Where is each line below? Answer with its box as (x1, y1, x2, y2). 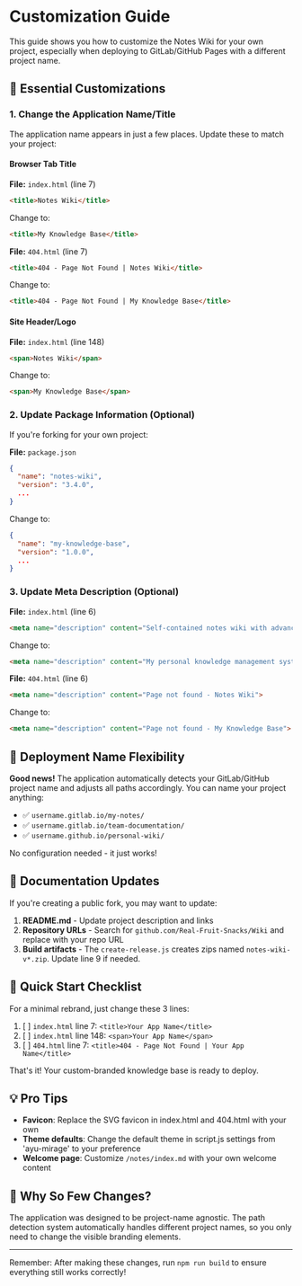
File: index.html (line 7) (9, 178, 96, 190)
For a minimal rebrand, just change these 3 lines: (9, 1003, 191, 1014)
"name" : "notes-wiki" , (17, 472, 102, 482)
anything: (9, 792, 45, 803)
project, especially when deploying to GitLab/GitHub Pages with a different (9, 45, 286, 56)
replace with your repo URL (22, 934, 124, 945)
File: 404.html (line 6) (9, 673, 89, 684)
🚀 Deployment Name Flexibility (9, 749, 185, 765)
